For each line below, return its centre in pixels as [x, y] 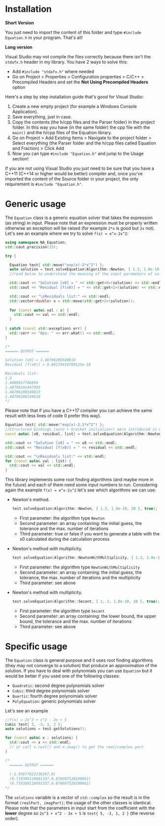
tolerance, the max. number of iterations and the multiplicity [80, 577]
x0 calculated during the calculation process [64, 539]
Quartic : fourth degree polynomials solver [55, 696]
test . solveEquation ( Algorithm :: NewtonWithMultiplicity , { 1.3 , [78, 558]
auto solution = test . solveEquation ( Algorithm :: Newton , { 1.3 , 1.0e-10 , [85, 269]
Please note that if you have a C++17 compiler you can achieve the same [79, 411]
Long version [19, 47]
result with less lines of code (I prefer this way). [53, 416]
